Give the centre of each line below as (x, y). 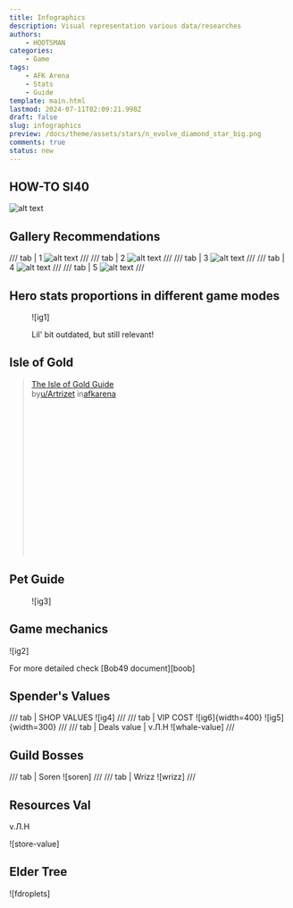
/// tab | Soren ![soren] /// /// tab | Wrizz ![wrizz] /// (103, 777)
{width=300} (33, 727)
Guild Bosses (46, 755)
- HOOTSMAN (46, 42)
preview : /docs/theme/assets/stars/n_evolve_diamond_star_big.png (135, 134)
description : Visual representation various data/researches (126, 26)
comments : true (38, 142)
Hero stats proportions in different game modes (144, 296)
